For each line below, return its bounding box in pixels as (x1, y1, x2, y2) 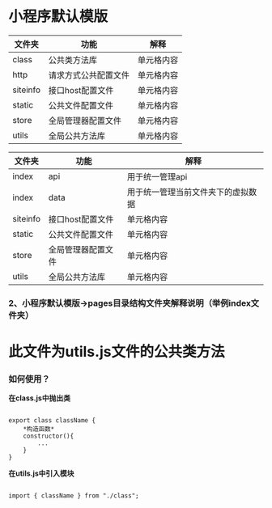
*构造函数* (23, 425, 55, 434)
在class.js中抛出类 (8, 393, 71, 403)
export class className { (8, 417, 96, 425)
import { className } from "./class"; (8, 492, 139, 500)
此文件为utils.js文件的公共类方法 (8, 343, 225, 361)
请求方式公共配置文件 (48, 70, 130, 81)
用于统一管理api (126, 171, 188, 182)
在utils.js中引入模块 (8, 468, 74, 478)
